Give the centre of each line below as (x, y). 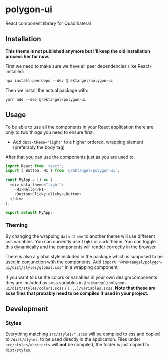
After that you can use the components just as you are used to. (70, 157)
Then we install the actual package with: (47, 90)
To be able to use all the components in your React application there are (79, 127)
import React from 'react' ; (35, 166)
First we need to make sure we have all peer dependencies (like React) (78, 66)
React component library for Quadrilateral (48, 23)
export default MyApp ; (29, 212)
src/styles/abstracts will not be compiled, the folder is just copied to (77, 345)
